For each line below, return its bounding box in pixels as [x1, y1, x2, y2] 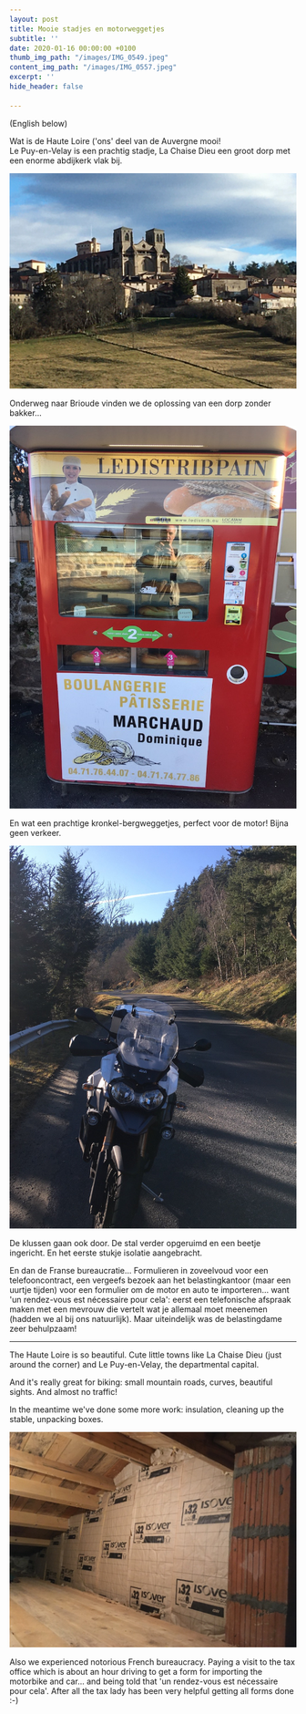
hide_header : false [9, 82, 84, 91]
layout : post [9, 15, 59, 24]
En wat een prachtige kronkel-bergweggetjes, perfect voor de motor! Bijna [9, 817, 289, 829]
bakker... [9, 407, 43, 418]
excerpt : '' [9, 73, 55, 82]
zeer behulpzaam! [9, 1323, 77, 1334]
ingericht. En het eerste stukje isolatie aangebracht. [9, 1247, 203, 1258]
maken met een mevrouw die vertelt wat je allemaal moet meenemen [9, 1304, 268, 1315]
